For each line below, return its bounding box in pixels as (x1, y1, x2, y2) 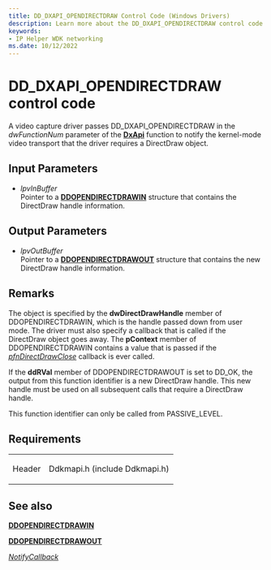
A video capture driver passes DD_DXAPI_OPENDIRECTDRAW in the (8, 121, 236, 131)
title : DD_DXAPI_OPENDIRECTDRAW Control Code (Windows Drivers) (8, 11, 230, 20)
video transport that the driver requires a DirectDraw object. (8, 139, 209, 149)
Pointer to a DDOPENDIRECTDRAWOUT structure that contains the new (19, 254, 261, 264)
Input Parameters (8, 162, 98, 175)
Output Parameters (8, 224, 107, 238)
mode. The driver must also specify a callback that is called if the (8, 326, 226, 335)
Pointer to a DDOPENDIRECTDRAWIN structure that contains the (19, 192, 237, 201)
